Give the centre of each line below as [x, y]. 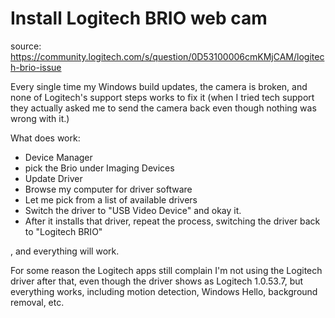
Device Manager [58, 157]
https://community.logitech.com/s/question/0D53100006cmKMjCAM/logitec [167, 56]
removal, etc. [37, 302]
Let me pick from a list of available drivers [111, 199]
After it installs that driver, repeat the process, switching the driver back [172, 221]
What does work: [45, 138]
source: [26, 46]
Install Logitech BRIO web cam [139, 18]
